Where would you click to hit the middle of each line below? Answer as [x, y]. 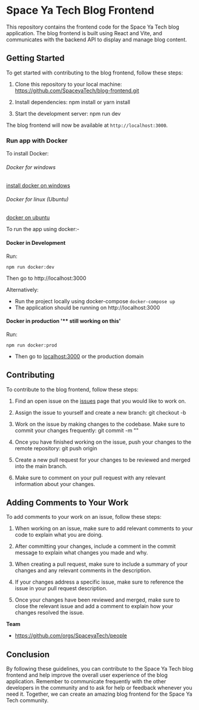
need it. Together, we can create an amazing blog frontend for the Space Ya [99, 694]
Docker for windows [31, 167]
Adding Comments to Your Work [67, 503]
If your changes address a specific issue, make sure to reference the [99, 582]
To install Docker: [27, 154]
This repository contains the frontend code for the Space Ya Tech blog [93, 27]
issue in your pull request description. [61, 588]
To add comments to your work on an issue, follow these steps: [84, 517]
